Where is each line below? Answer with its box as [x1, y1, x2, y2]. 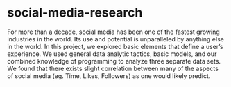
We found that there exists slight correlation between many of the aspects [7, 64, 219, 72]
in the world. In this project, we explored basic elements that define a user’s [7, 42, 223, 50]
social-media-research [7, 5, 143, 21]
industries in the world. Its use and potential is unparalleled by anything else [7, 35, 224, 43]
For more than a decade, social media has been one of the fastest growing [7, 28, 220, 36]
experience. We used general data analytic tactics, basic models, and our [7, 50, 217, 58]
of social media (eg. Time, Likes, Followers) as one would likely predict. [7, 71, 211, 80]
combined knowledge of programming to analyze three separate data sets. [7, 57, 221, 65]
